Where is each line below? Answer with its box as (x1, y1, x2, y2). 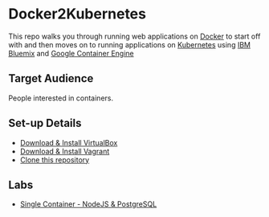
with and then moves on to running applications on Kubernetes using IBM (8, 39, 251, 49)
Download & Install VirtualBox (19, 137, 118, 147)
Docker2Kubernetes (8, 5, 147, 23)
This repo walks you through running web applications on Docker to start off (8, 31, 261, 41)
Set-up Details (8, 117, 82, 130)
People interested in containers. (8, 93, 114, 103)
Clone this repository (19, 154, 90, 165)
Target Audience (8, 72, 94, 85)
